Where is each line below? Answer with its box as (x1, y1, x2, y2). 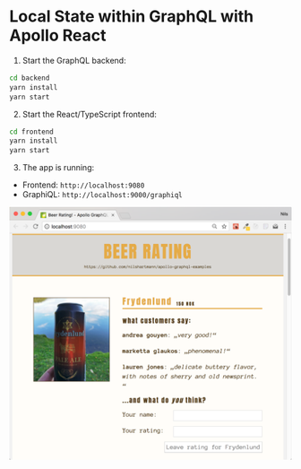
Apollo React (9, 25, 107, 46)
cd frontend (9, 127, 54, 136)
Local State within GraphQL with (9, 6, 254, 27)
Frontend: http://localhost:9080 (21, 179, 145, 190)
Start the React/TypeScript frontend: (21, 109, 157, 119)
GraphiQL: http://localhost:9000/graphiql (21, 189, 183, 200)
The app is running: (21, 162, 95, 173)
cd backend (9, 74, 50, 83)
